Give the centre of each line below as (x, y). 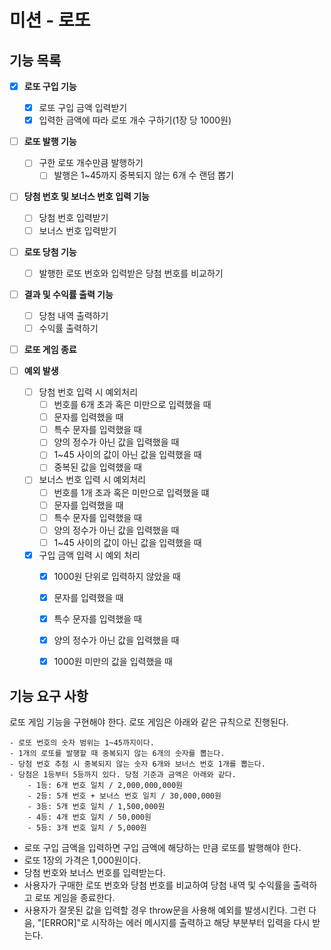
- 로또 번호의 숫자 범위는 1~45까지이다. (82, 743)
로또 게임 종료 (50, 349)
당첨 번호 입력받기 (73, 218)
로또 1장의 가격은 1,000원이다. (82, 860)
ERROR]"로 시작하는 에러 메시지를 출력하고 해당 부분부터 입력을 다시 (177, 922)
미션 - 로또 (50, 20)
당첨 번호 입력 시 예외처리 (88, 392)
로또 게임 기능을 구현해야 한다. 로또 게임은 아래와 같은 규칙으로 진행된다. (149, 722)
